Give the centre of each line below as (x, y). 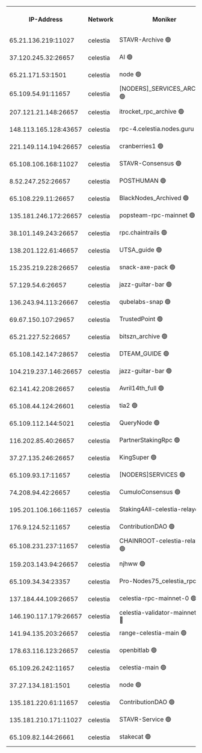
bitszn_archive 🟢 (144, 336)
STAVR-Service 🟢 (145, 719)
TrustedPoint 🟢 (141, 319)
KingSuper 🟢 (138, 457)
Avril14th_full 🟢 (142, 388)
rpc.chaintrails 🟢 (143, 232)
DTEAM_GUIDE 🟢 (144, 353)
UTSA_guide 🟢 (141, 250)
